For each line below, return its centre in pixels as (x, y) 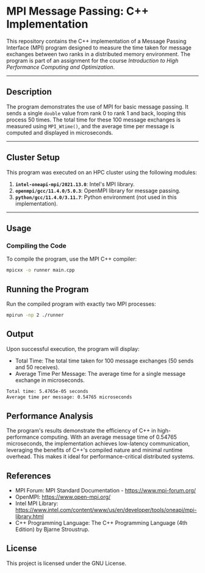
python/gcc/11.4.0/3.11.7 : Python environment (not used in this (96, 197)
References (29, 476)
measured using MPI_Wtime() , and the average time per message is (91, 126)
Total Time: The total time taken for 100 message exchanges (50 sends (104, 361)
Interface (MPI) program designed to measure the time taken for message (99, 48)
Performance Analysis (50, 416)
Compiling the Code (37, 245)
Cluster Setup (33, 158)
